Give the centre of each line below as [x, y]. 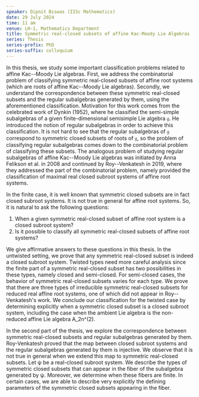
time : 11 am [21, 23]
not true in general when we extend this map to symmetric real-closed [92, 356]
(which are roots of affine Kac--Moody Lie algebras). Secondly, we [88, 87]
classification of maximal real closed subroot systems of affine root [88, 176]
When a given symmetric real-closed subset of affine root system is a [100, 218]
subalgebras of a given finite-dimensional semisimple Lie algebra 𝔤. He [93, 118]
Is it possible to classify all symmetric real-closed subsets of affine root [102, 231]
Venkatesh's [21, 300]
